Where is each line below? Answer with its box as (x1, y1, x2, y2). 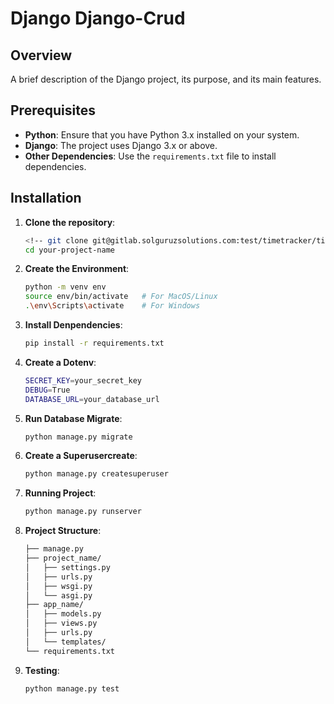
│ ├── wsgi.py (24, 581, 93, 591)
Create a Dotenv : (24, 356, 97, 368)
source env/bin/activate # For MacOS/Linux (24, 292, 218, 302)
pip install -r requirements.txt (24, 338, 165, 348)
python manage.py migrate (24, 432, 133, 442)
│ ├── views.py (24, 618, 98, 629)
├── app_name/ (24, 600, 84, 610)
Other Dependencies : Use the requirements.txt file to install (24, 150, 277, 162)
